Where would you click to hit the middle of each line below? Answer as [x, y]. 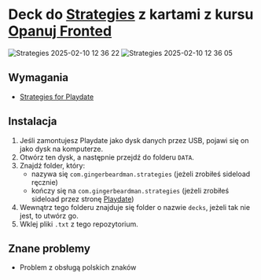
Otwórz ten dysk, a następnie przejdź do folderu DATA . [107, 157]
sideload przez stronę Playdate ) [83, 199]
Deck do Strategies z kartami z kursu [131, 15]
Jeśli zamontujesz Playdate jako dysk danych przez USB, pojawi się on [134, 140]
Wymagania [39, 77]
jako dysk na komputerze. [61, 149]
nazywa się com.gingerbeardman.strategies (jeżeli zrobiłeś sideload [141, 174]
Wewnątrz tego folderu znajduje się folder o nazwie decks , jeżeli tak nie [134, 207]
